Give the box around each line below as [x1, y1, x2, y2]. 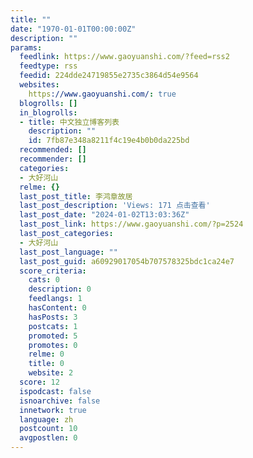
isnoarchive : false [19, 396, 101, 406]
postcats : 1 [28, 321, 78, 331]
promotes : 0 [28, 340, 78, 350]
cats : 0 [28, 275, 60, 285]
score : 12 [19, 377, 60, 387]
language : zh [19, 414, 74, 425]
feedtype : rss [19, 61, 78, 71]
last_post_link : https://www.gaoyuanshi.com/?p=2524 [19, 219, 244, 230]
